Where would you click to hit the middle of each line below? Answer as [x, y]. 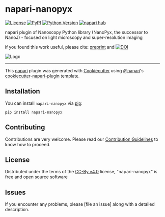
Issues [15, 192]
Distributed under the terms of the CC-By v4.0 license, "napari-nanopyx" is [81, 172]
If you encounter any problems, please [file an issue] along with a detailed [80, 204]
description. [17, 210]
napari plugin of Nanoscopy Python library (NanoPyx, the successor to [77, 32]
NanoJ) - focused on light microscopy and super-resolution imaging [74, 37]
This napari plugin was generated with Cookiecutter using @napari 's [74, 70]
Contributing [25, 127]
